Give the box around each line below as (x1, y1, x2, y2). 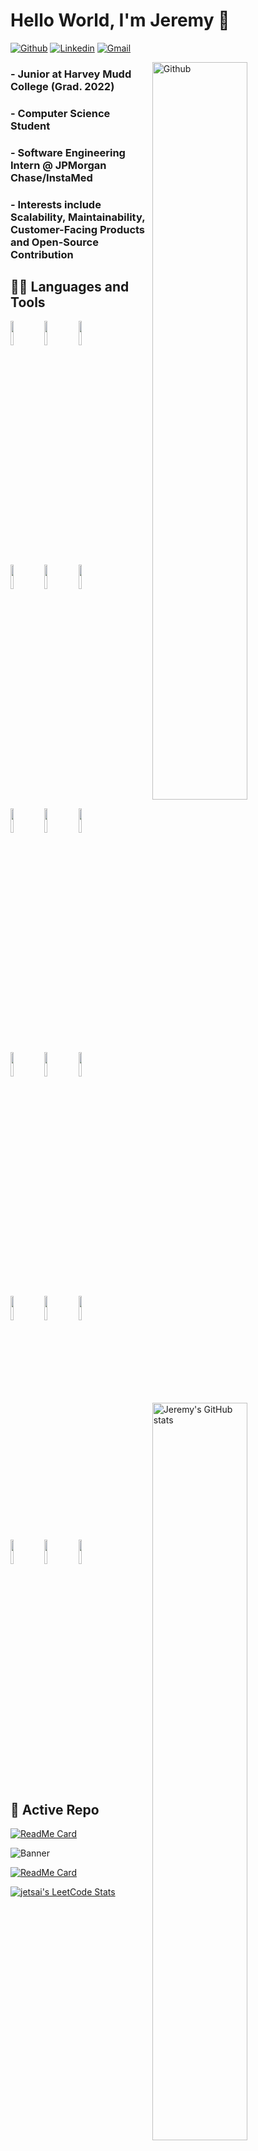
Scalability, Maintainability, (10, 210, 146, 224)
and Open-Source (10, 235, 99, 249)
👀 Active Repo (10, 1801, 100, 1818)
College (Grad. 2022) (10, 79, 115, 93)
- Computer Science (10, 106, 111, 120)
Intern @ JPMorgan (10, 158, 107, 172)
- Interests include (10, 197, 102, 211)
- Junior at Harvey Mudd (10, 67, 132, 81)
